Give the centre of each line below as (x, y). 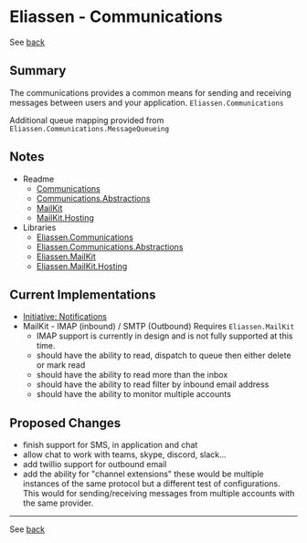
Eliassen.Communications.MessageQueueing (90, 129)
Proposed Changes (65, 423)
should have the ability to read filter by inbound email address (153, 384)
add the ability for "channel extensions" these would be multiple (143, 474)
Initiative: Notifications (65, 317)
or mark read (61, 365)
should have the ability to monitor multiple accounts (133, 394)
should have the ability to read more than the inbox (132, 375)
